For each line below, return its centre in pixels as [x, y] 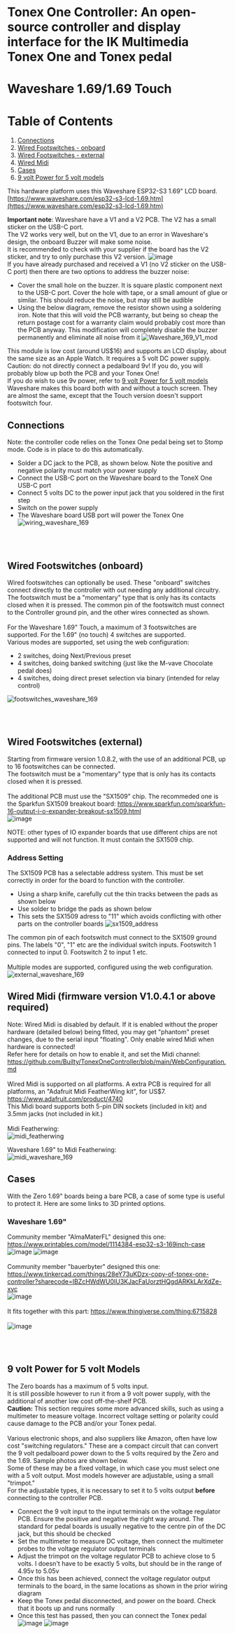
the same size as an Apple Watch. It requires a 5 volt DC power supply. [109, 359]
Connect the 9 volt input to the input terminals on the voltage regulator [119, 1511]
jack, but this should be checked [64, 1533]
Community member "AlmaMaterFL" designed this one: [87, 1237]
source [28, 27]
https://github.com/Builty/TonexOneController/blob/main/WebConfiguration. [117, 1062]
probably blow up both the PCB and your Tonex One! [83, 373]
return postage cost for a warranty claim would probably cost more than [121, 322]
